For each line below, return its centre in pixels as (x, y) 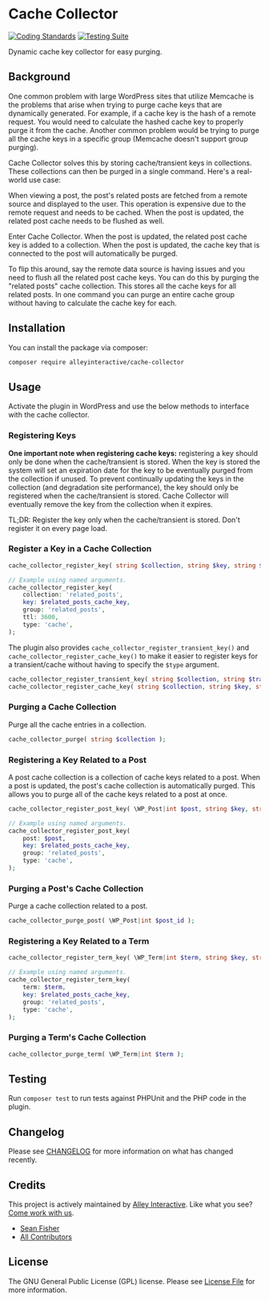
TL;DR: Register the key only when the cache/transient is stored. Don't (124, 520)
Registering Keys (42, 436)
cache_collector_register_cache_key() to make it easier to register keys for (133, 656)
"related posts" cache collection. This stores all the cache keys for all (122, 286)
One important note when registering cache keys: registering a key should (133, 453)
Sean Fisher (40, 1228)
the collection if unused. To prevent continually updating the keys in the (126, 478)
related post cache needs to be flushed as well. (86, 220)
